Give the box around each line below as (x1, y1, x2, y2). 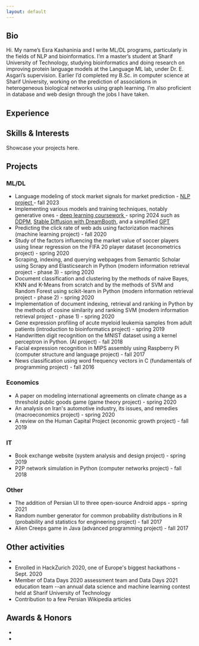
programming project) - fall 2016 (14, 364, 95, 371)
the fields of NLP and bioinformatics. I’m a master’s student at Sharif (6, 53, 173, 60)
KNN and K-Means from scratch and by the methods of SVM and (14, 281, 174, 289)
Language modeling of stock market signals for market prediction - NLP (14, 193, 191, 200)
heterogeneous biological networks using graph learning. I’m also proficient (6, 85, 191, 92)
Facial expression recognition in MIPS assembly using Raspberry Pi (14, 345, 179, 352)
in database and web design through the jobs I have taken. (6, 90, 150, 98)
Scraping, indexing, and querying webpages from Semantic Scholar (14, 256, 181, 263)
